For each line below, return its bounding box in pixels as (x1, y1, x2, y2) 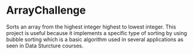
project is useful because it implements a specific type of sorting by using (6, 29, 187, 36)
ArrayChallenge (6, 4, 86, 17)
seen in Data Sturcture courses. (6, 42, 84, 49)
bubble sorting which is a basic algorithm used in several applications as (6, 36, 184, 43)
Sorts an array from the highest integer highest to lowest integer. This (6, 23, 176, 30)
